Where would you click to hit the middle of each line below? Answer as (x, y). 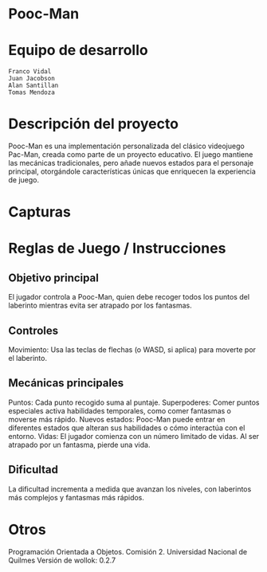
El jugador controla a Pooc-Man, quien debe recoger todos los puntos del (129, 297)
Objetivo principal (54, 278)
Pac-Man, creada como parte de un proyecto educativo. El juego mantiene (131, 155)
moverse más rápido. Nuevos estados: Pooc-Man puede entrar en (117, 419)
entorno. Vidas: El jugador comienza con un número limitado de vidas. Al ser (134, 436)
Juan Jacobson (32, 79)
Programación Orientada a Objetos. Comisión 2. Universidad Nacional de (128, 551)
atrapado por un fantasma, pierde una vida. (79, 445)
